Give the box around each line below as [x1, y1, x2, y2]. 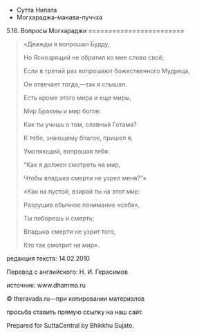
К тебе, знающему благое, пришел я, [23, 134, 133, 142]
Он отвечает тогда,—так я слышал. [23, 80, 127, 88]
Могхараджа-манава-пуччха [16, 13, 103, 21]
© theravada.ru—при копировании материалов [6, 295, 145, 303]
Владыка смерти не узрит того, [23, 227, 116, 236]
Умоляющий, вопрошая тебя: [23, 147, 110, 155]
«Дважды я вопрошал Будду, [23, 40, 110, 48]
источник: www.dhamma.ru [6, 281, 86, 289]
